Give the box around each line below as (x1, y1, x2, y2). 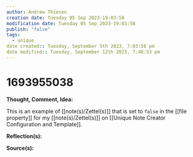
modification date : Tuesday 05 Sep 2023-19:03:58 (6, 20, 136, 26)
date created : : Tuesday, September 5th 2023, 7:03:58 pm (6, 44, 155, 50)
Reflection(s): (6, 132, 42, 140)
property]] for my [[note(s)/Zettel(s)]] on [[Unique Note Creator (6, 114, 166, 121)
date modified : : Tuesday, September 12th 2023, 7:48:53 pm (6, 49, 161, 55)
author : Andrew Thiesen (6, 9, 67, 15)
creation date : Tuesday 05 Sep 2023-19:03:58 (6, 15, 124, 21)
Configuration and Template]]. (6, 120, 83, 128)
